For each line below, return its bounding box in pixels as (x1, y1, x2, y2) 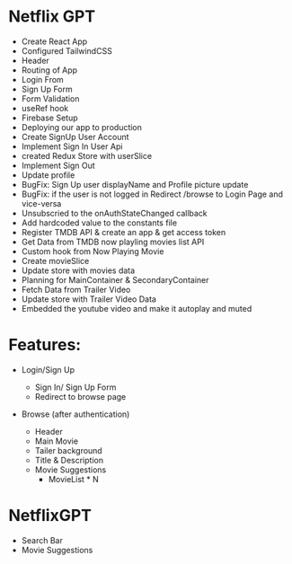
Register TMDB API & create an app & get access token (21, 226, 226, 237)
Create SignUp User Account (21, 131, 129, 142)
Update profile (21, 169, 75, 181)
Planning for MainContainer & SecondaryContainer (21, 274, 209, 285)
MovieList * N (48, 473, 100, 484)
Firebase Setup (21, 112, 78, 123)
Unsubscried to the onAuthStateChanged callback (21, 207, 208, 218)
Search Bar (21, 534, 64, 545)
